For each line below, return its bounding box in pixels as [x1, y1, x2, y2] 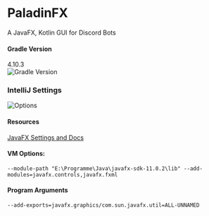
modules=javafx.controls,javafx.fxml [7, 171, 118, 178]
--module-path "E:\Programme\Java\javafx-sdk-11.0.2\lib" [7, 164, 181, 172]
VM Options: [7, 150, 46, 158]
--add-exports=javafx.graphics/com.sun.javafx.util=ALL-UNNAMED [7, 202, 200, 209]
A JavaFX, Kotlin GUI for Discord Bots [7, 28, 116, 37]
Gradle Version [7, 44, 52, 53]
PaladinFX [7, 5, 68, 21]
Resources [7, 118, 40, 126]
